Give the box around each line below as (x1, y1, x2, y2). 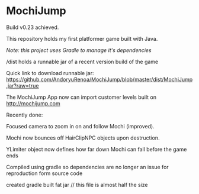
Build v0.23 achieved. (6, 24, 59, 31)
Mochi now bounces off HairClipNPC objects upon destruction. (6, 134, 160, 141)
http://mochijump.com (6, 99, 60, 107)
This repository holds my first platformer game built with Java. (6, 35, 158, 42)
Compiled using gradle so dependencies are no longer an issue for (6, 163, 169, 170)
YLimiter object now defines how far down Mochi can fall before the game (6, 145, 187, 153)
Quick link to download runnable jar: (6, 69, 94, 76)
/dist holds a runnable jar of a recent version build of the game (6, 58, 159, 65)
